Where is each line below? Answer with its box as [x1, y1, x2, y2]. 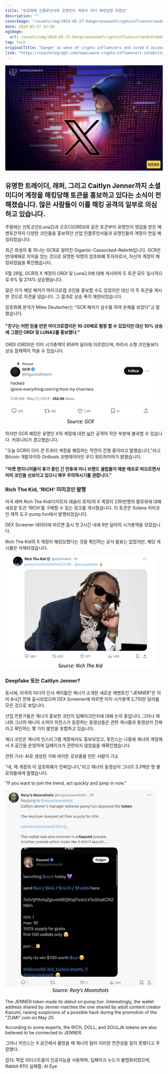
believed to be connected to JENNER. [5, 1029, 83, 1035]
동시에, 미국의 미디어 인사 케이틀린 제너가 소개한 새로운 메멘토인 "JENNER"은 [5, 690, 156, 696]
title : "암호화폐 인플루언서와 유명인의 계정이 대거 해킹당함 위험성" [5, 8, 128, 13]
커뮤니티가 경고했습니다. [11, 436, 59, 442]
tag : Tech [5, 40, 26, 45]
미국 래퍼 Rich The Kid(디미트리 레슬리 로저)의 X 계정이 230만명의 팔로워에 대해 [5, 498, 161, 504]
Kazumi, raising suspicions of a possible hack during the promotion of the [5, 1009, 157, 1015]
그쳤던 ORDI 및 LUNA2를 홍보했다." [10, 329, 80, 336]
